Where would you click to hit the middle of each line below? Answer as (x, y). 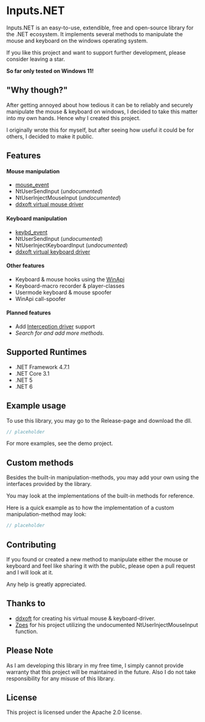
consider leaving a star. (36, 59)
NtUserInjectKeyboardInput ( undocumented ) (72, 245)
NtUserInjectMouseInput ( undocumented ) (68, 198)
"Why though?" (37, 90)
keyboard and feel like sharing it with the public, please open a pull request (101, 566)
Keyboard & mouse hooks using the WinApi (70, 279)
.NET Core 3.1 (32, 373)
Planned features (29, 313)
